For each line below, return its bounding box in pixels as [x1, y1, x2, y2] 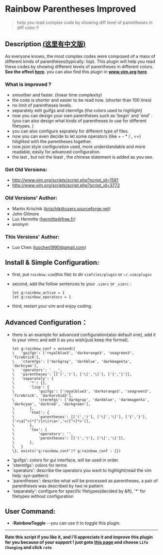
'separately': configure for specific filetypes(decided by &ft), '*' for [12, 488, 146, 494]
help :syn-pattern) [12, 472, 49, 478]
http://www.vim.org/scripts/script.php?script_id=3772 [12, 183, 120, 188]
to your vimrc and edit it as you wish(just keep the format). [12, 337, 130, 343]
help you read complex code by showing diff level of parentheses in [16, 19, 153, 25]
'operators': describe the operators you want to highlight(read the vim [12, 467, 152, 473]
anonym [12, 221, 29, 227]
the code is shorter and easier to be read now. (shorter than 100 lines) [12, 97, 152, 103]
